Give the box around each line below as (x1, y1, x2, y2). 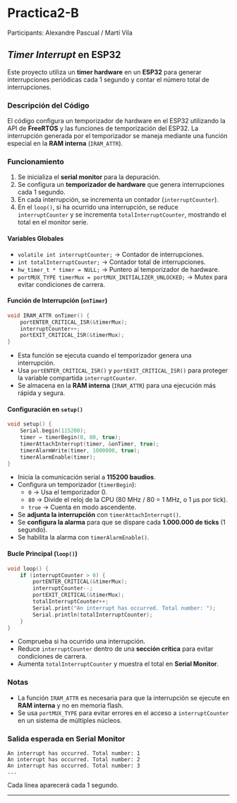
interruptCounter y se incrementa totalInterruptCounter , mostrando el (17, 210, 227, 219)
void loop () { (7, 565, 49, 572)
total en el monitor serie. (17, 218, 89, 227)
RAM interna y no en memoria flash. (17, 701, 123, 710)
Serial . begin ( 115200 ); (20, 427, 87, 435)
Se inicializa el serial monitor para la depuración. (17, 173, 161, 181)
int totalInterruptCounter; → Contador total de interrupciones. (17, 257, 206, 266)
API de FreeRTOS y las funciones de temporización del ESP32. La (7, 124, 199, 132)
